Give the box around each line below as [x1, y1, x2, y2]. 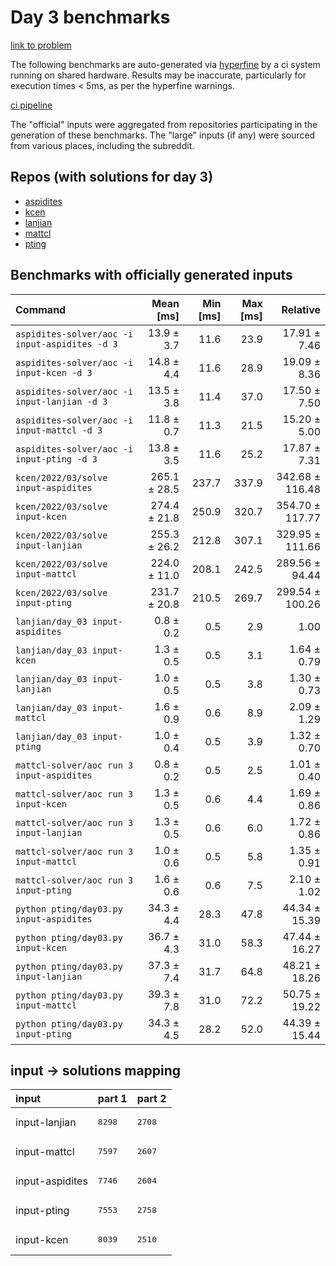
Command [15, 302, 67, 316]
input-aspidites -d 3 [15, 338, 118, 350]
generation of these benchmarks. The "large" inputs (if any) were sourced [10, 129, 316, 141]
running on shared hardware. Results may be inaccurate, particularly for [10, 69, 307, 81]
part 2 [136, 1092, 167, 1106]
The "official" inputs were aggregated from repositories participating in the [10, 118, 318, 130]
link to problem [10, 39, 72, 51]
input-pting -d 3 [15, 453, 98, 465]
